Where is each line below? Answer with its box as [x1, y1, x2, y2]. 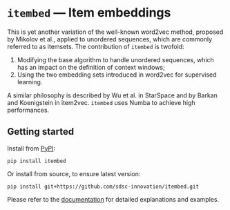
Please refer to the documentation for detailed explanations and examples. [7, 195, 220, 203]
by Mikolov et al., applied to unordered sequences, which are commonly [7, 35, 213, 43]
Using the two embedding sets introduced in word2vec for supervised [17, 70, 217, 79]
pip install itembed [7, 157, 67, 164]
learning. [17, 77, 43, 86]
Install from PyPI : [7, 144, 56, 153]
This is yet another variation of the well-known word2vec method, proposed [7, 28, 224, 36]
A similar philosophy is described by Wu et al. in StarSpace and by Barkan [7, 91, 218, 99]
